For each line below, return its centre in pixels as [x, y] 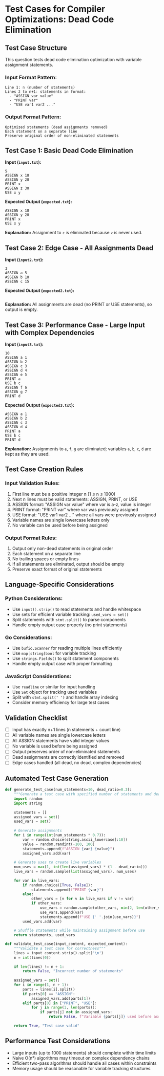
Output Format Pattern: [33, 117]
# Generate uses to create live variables [58, 862]
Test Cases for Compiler [55, 9]
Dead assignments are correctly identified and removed [68, 757]
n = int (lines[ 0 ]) [32, 957]
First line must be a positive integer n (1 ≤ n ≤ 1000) [64, 494]
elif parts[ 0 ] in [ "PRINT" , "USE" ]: [60, 1003]
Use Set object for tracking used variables [54, 692]
